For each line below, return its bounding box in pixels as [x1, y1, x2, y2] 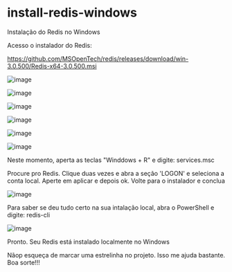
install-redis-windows [7, 5, 137, 21]
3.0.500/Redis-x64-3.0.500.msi [7, 62, 97, 70]
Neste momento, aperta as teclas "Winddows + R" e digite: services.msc [7, 156, 215, 164]
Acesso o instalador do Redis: [7, 41, 92, 49]
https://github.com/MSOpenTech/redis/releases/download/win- [7, 54, 189, 63]
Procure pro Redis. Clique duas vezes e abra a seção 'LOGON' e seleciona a [7, 169, 225, 177]
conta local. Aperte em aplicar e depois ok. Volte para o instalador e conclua [7, 176, 225, 185]
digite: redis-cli [7, 210, 51, 219]
